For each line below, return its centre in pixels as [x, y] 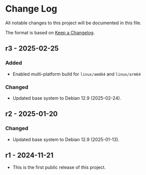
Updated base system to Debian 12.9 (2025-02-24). [67, 98]
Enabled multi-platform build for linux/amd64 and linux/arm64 [77, 74]
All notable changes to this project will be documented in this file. [74, 23]
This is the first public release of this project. [59, 167]
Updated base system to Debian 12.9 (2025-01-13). [66, 139]
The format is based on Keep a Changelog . [50, 32]
